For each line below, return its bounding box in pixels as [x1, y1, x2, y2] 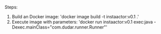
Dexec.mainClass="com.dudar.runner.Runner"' [11, 24, 107, 30]
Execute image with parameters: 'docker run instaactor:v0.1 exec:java [11, 19, 153, 25]
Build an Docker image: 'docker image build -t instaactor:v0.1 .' [11, 14, 139, 19]
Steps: [4, 4, 18, 10]
